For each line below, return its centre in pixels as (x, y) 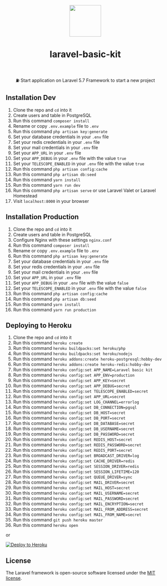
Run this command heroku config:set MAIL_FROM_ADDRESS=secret (80, 509)
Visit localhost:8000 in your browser (51, 201)
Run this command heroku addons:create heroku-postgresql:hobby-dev (87, 359)
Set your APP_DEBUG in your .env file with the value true (70, 158)
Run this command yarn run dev (47, 185)
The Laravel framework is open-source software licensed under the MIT (81, 573)
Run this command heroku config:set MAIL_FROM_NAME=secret (77, 514)
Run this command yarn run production (54, 309)
